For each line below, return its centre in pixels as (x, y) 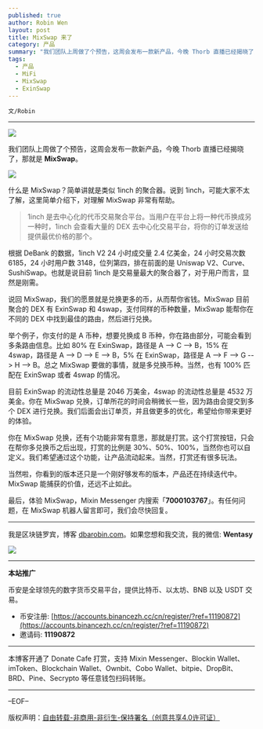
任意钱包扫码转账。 (119, 678)
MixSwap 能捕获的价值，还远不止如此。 (72, 484)
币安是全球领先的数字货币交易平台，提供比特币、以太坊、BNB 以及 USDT (126, 590)
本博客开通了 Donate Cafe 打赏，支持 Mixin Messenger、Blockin (112, 659)
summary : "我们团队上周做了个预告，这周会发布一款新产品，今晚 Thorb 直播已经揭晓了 (131, 52)
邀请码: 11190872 (47, 635)
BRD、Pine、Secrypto (44, 678)
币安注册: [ (36, 617)
